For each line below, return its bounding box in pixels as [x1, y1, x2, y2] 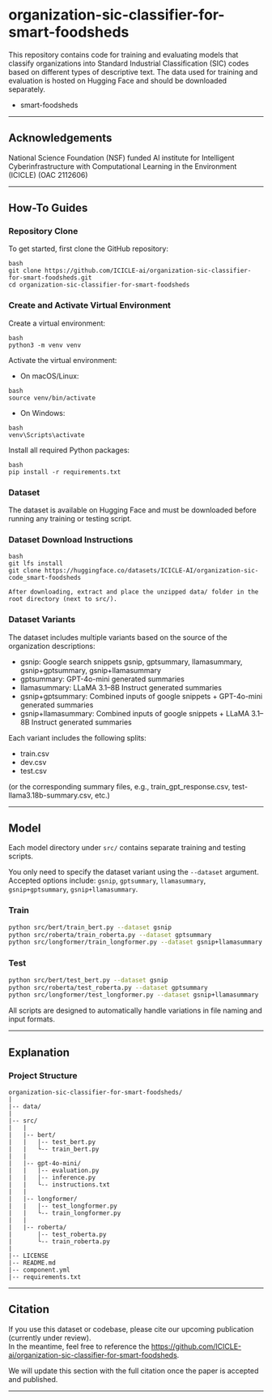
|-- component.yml [8, 1265, 70, 1274]
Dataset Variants [8, 614, 76, 625]
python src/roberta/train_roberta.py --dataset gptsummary [8, 931, 212, 939]
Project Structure [8, 1069, 78, 1081]
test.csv [19, 766, 47, 776]
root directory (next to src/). [8, 595, 117, 603]
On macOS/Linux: [19, 371, 79, 381]
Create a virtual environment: [8, 318, 106, 328]
